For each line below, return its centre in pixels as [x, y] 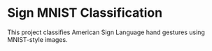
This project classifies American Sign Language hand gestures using [106, 32]
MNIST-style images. [37, 39]
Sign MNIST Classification [85, 13]
